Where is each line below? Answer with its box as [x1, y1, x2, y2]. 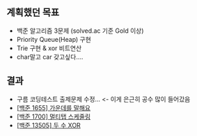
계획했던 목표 [6, 6, 60, 19]
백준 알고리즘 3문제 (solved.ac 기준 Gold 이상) [16, 27, 144, 35]
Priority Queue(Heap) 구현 [16, 35, 91, 43]
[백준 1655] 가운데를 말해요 [16, 103, 91, 112]
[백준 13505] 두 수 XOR [16, 121, 81, 129]
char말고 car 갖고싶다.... [16, 52, 84, 61]
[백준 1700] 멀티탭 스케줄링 [16, 112, 91, 121]
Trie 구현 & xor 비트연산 [16, 44, 82, 52]
